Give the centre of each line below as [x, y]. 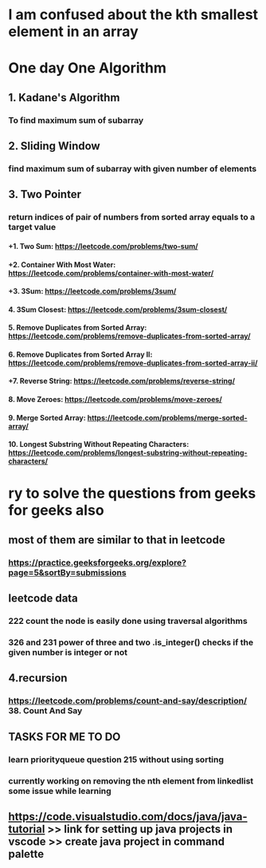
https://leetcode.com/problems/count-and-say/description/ [128, 701]
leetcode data [43, 599]
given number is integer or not [68, 652]
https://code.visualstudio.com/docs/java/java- [128, 817]
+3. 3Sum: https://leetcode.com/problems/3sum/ [92, 291]
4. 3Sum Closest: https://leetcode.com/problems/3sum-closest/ [118, 310]
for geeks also [57, 510]
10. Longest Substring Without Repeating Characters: [99, 444]
